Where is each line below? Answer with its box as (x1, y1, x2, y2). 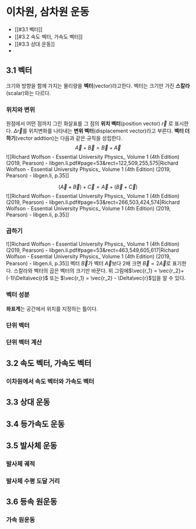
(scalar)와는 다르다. (6, 89, 51, 97)
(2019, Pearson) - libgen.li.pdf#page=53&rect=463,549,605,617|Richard (6, 247, 179, 254)
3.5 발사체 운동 (6, 441, 57, 450)
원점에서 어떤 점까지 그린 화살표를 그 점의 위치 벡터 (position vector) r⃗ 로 (6, 120, 173, 127)
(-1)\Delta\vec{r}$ (6, 275, 48, 282)
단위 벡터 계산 (6, 338, 43, 346)
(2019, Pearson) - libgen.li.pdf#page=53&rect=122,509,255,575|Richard (6, 159, 179, 167)
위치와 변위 (6, 105, 36, 114)
